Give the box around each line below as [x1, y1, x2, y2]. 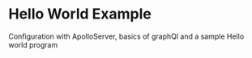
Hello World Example [8, 5, 152, 23]
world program [8, 39, 58, 49]
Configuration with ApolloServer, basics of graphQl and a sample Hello [8, 31, 245, 41]
